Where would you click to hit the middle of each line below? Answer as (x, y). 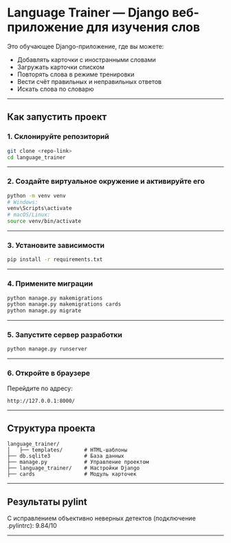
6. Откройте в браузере (49, 373)
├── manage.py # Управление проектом (78, 462)
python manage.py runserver (47, 349)
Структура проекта (51, 428)
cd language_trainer (37, 157)
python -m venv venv (37, 195)
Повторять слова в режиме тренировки (76, 74)
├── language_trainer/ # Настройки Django (73, 468)
